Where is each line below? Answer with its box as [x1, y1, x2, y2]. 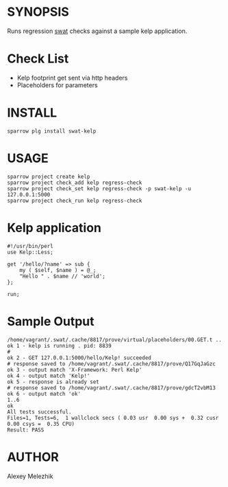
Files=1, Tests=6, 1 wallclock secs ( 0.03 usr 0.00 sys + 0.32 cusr [7, 414, 219, 421]
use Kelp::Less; [7, 249, 53, 256]
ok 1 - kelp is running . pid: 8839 [7, 342, 112, 349]
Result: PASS [7, 427, 45, 433]
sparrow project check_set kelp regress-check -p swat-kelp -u [7, 185, 192, 192]
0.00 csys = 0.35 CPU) [7, 420, 75, 427]
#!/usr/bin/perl [7, 242, 53, 249]
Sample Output [7, 313, 94, 329]
